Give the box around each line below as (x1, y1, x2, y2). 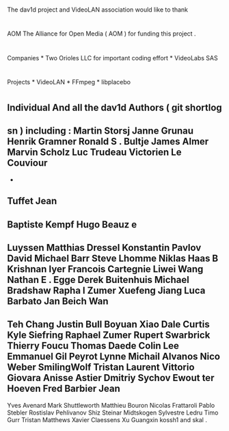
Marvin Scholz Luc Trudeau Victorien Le (7, 147, 183, 158)
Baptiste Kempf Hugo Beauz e (7, 219, 137, 230)
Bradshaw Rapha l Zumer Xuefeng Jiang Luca (7, 284, 206, 296)
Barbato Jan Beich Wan (7, 295, 109, 307)
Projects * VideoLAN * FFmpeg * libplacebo (7, 77, 131, 86)
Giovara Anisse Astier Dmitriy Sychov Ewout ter (7, 372, 215, 384)
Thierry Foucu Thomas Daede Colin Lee (7, 340, 179, 352)
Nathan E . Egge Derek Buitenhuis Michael (7, 273, 189, 286)
